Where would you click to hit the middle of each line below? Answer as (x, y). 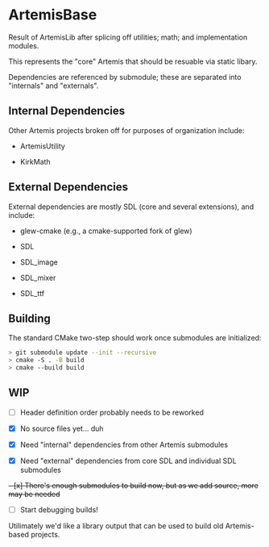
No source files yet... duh (62, 428)
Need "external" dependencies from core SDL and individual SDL (128, 461)
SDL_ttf (32, 293)
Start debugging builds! (59, 510)
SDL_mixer (38, 278)
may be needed (34, 495)
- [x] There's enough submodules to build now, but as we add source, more (134, 486)
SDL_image (39, 262)
